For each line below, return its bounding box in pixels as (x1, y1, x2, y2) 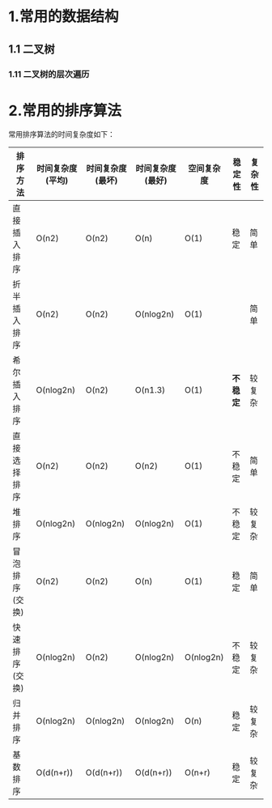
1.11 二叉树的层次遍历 (8, 68, 90, 79)
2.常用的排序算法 (8, 101, 121, 120)
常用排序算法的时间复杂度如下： (8, 130, 115, 139)
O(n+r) (185, 767, 210, 778)
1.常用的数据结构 (8, 7, 119, 26)
